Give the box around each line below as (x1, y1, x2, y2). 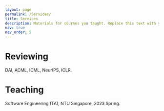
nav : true (5, 25, 25, 30)
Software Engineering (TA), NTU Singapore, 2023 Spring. (5, 100, 121, 106)
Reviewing (5, 51, 49, 62)
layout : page (5, 7, 32, 12)
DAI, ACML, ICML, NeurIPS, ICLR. (5, 67, 72, 73)
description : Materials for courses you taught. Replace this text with (5, 21, 156, 26)
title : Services (5, 16, 38, 21)
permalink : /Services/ (5, 12, 51, 17)
